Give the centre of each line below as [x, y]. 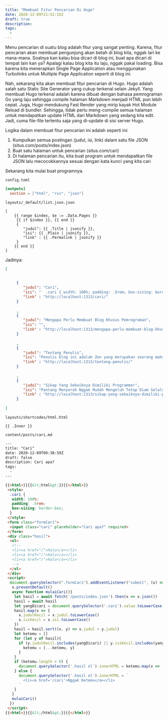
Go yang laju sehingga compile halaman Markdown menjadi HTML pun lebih [83, 99]
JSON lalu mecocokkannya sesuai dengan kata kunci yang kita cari [81, 161]
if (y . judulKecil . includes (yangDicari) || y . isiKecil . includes [86, 643]
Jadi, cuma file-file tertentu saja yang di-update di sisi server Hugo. [75, 121]
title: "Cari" [20, 448]
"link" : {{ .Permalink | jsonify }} [62, 237]
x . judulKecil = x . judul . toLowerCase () [59, 615]
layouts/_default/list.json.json [40, 202]
